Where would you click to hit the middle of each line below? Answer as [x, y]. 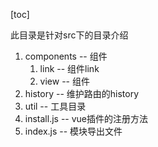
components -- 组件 [66, 56]
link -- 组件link [69, 68]
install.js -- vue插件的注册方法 [86, 118]
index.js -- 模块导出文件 [73, 131]
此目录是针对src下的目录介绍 [69, 35]
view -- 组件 [64, 81]
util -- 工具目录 [55, 106]
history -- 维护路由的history [82, 93]
